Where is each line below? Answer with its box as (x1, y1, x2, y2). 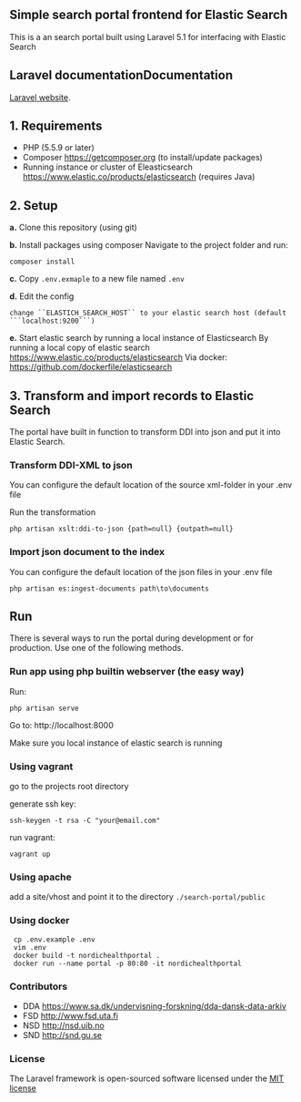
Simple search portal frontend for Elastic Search (9, 7, 288, 23)
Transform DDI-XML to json (9, 458, 134, 471)
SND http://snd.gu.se (22, 1029, 103, 1040)
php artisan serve (9, 704, 79, 713)
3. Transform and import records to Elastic (9, 387, 255, 404)
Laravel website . (9, 91, 71, 103)
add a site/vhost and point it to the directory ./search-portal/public (9, 891, 266, 902)
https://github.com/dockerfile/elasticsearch (9, 362, 173, 373)
